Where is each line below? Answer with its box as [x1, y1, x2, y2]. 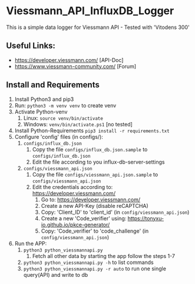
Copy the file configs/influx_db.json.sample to [32, 146, 148, 153]
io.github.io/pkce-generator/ [41, 221, 110, 228]
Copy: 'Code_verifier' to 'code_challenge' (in [41, 227, 149, 234]
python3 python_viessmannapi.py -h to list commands [23, 259, 154, 266]
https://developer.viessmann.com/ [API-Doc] [14, 56, 124, 63]
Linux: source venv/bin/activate [23, 114, 103, 122]
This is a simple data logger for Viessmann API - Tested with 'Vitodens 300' [6, 24, 190, 31]
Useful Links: [6, 41, 56, 51]
